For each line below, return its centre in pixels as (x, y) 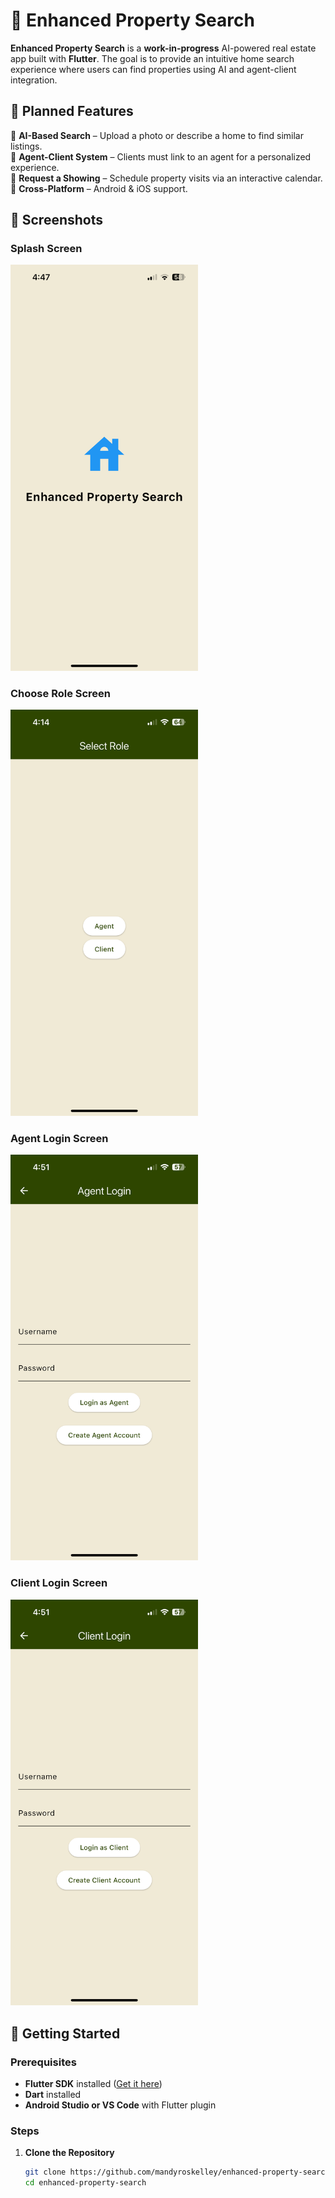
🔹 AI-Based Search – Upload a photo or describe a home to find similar (157, 135)
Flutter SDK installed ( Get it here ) (93, 2083)
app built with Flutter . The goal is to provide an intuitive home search (152, 58)
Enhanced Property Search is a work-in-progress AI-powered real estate (163, 48)
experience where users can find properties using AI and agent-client (153, 69)
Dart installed (53, 2094)
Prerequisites (43, 2062)
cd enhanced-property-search (85, 2183)
